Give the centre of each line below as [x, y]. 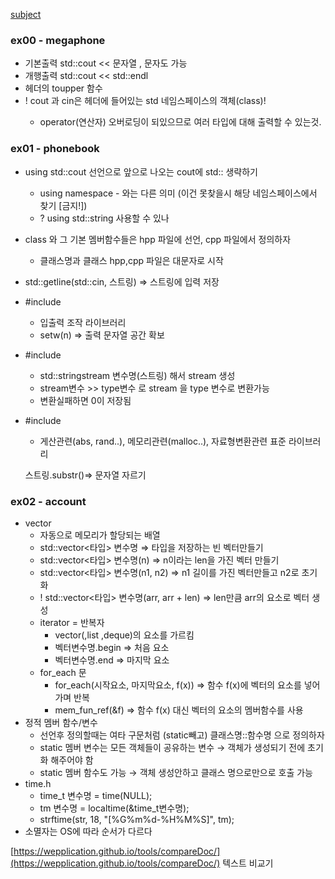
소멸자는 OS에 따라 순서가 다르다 [88, 831]
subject [26, 14]
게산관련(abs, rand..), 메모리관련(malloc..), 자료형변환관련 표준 [163, 441]
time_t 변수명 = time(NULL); [96, 795]
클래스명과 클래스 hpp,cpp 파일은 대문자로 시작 [131, 260]
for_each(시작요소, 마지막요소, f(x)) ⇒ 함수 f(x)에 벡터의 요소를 [178, 685]
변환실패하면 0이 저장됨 [85, 400]
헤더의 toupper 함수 [63, 88]
